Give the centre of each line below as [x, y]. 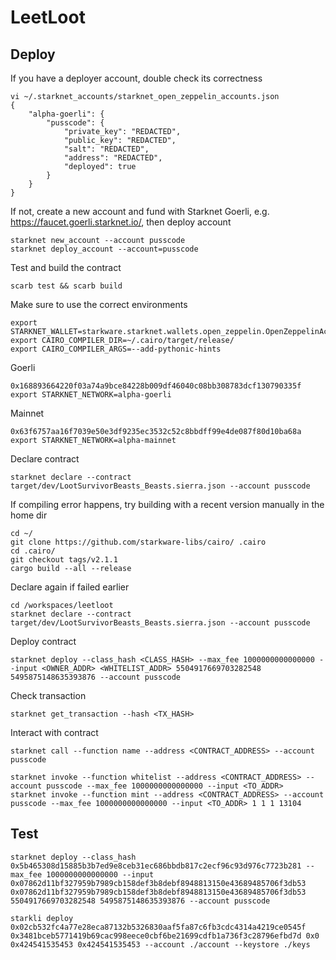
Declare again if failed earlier [70, 587]
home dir [29, 515]
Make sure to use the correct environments [99, 304]
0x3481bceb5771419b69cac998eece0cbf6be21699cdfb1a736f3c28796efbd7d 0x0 [165, 936]
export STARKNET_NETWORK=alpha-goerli [91, 395]
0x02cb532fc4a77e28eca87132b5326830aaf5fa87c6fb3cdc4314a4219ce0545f [158, 927]
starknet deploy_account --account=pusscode [104, 249]
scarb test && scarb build [66, 286]
